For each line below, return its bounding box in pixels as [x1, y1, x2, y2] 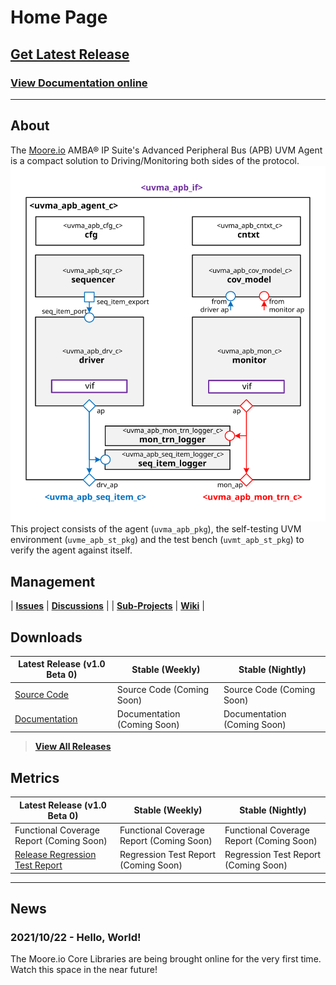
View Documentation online [10, 76, 148, 90]
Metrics [10, 769, 60, 786]
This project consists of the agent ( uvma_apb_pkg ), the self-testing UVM [10, 523, 302, 535]
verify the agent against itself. [10, 544, 133, 556]
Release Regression [14, 849, 97, 861]
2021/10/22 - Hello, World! [10, 931, 142, 945]
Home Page [10, 6, 108, 29]
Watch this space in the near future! [10, 964, 158, 976]
